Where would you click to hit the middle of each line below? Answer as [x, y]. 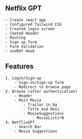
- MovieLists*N [48, 118]
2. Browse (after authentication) [42, 91]
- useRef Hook [20, 51]
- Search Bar [28, 127]
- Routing [16, 37]
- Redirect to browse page [43, 87]
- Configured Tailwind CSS [33, 24]
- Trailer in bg [40, 105]
